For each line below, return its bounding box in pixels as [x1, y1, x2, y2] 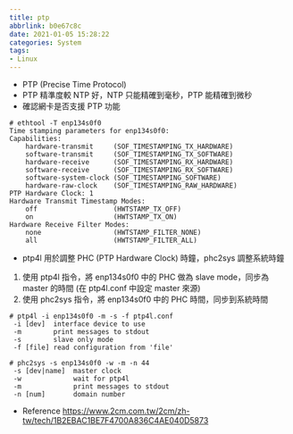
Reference [21, 405, 61, 416]
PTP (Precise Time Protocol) [21, 79, 127, 89]
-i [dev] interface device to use [13, 320, 146, 329]
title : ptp [9, 13, 50, 22]
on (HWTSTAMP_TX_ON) [25, 213, 178, 221]
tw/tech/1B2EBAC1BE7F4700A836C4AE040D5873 [21, 415, 209, 425]
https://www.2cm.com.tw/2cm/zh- [62, 405, 190, 416]
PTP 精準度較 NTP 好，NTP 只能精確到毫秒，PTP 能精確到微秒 [21, 90, 253, 100]
